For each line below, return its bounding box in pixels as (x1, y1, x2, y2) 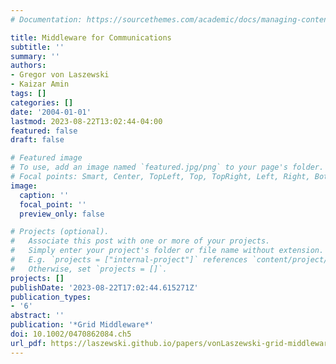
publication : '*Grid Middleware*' (10, 320, 155, 330)
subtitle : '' (10, 42, 65, 52)
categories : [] (10, 97, 74, 108)
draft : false (10, 135, 65, 145)
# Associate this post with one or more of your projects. (10, 236, 271, 246)
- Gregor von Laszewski (10, 70, 110, 80)
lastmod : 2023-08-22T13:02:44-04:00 (10, 116, 163, 126)
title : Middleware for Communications (10, 32, 172, 43)
